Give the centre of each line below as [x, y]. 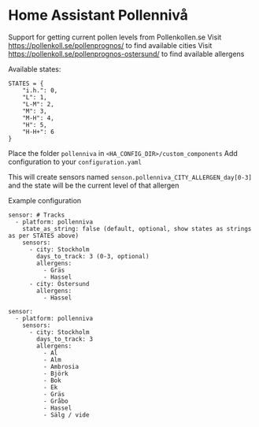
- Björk [55, 373]
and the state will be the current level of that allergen [94, 185]
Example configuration [45, 200]
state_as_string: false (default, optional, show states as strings [137, 228]
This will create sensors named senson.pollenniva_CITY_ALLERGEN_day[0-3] [130, 176]
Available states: [35, 69]
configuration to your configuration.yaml [75, 162]
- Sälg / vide [66, 415]
